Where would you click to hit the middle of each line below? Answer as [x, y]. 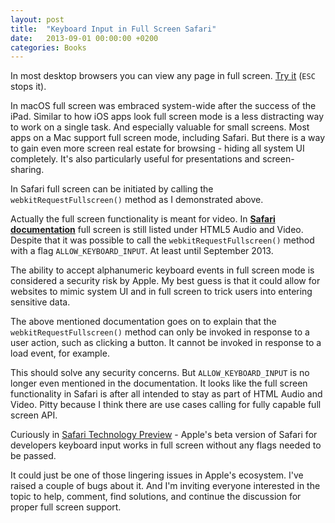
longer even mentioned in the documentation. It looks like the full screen [159, 383]
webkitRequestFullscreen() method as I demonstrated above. [137, 200]
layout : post [37, 19]
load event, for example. [60, 353]
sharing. [27, 170]
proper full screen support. [66, 507]
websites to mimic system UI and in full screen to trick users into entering [161, 292]
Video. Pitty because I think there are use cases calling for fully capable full [166, 405]
